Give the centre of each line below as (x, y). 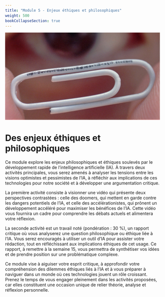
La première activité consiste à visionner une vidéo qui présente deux (75, 192)
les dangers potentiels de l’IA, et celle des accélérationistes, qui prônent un (81, 203)
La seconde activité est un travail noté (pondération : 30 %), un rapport (77, 228)
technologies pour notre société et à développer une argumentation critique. (82, 183)
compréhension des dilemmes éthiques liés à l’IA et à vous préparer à (76, 269)
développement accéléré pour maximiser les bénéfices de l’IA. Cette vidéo (81, 208)
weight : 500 (17, 15)
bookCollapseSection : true (33, 21)
